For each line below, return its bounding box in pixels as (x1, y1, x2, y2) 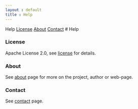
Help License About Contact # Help (5, 26, 79, 32)
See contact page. (5, 98, 44, 104)
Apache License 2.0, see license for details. (5, 50, 96, 56)
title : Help (5, 12, 33, 17)
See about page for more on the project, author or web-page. (5, 74, 133, 80)
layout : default (5, 7, 42, 13)
